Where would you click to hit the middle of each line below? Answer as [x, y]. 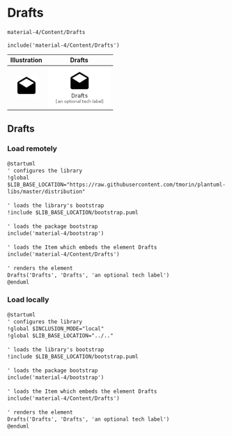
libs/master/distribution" [46, 192]
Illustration [26, 60]
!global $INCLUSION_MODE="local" [56, 329]
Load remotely [32, 148]
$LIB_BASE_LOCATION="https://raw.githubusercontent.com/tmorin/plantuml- [117, 185]
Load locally [28, 299]
